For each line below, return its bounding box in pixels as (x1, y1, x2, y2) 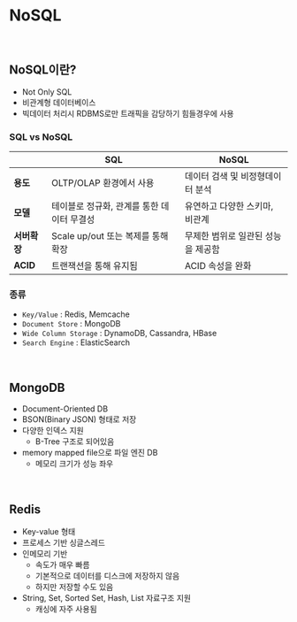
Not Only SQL (21, 86, 72, 97)
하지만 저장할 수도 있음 (34, 581, 114, 592)
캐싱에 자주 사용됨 (34, 603, 97, 614)
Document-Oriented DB (21, 403, 109, 414)
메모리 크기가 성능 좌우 (34, 458, 114, 469)
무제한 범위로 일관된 (184, 230, 263, 242)
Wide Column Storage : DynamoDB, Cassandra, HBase (21, 328, 217, 339)
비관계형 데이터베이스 (21, 96, 96, 107)
